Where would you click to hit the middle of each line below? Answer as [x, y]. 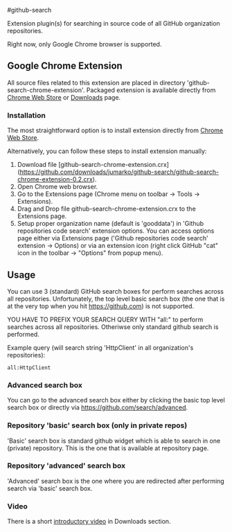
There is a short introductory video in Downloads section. [89, 522]
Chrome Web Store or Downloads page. [64, 97]
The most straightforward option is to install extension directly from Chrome [115, 130]
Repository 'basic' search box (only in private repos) [97, 425]
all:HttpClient [29, 367]
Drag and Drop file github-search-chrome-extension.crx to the [106, 209]
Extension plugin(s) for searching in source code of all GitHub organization [114, 23]
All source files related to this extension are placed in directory [96, 82]
